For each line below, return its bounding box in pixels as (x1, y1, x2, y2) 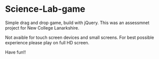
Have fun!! (5, 49, 26, 55)
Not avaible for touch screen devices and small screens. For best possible (5, 34, 154, 40)
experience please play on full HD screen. (5, 39, 90, 45)
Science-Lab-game (5, 3, 86, 15)
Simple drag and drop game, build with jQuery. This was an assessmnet (5, 20, 150, 26)
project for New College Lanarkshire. (5, 25, 79, 30)
